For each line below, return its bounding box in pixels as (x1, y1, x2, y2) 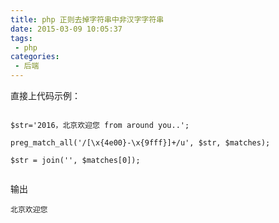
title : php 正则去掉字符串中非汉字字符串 (10, 14, 165, 25)
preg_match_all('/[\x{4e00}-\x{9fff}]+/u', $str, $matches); (10, 138, 271, 148)
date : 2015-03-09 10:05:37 (10, 24, 123, 34)
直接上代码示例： (10, 90, 81, 101)
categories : (10, 52, 60, 62)
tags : (10, 33, 33, 43)
